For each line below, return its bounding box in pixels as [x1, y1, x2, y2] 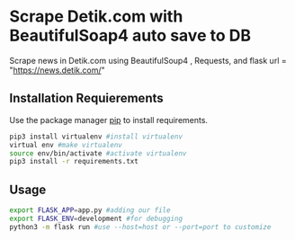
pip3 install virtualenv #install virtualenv [9, 132, 183, 141]
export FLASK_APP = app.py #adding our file [9, 206, 171, 215]
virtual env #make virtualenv [9, 140, 123, 149]
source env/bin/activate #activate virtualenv [9, 148, 187, 158]
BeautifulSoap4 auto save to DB [9, 25, 252, 46]
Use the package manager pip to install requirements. [9, 114, 209, 125]
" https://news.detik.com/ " [9, 65, 105, 76]
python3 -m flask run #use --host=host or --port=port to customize [9, 222, 272, 231]
